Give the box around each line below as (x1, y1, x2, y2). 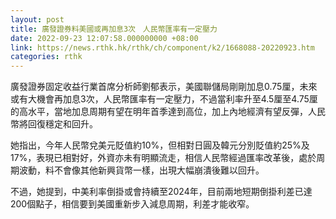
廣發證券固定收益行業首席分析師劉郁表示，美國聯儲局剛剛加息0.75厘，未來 (10, 81, 318, 93)
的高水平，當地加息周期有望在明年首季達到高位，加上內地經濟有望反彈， (10, 106, 308, 118)
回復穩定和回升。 (27, 118, 98, 130)
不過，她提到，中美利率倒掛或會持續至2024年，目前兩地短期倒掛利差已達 (10, 186, 313, 198)
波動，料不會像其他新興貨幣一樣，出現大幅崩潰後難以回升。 (18, 164, 265, 176)
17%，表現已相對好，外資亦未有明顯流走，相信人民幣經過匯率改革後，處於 (10, 152, 317, 164)
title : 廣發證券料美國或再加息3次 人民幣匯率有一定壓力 (10, 24, 218, 34)
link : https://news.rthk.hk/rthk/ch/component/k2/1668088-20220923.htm (10, 42, 315, 53)
